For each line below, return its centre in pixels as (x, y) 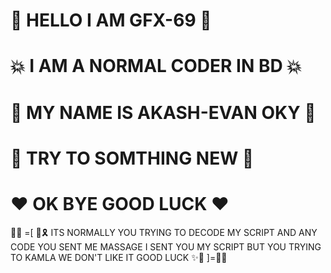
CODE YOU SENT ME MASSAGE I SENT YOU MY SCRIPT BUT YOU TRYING (166, 246)
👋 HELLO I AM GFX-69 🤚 (111, 20)
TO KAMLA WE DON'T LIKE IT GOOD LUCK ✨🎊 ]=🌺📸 (119, 257)
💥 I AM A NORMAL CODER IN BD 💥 (156, 66)
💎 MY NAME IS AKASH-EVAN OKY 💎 (163, 112)
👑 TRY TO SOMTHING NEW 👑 (132, 158)
